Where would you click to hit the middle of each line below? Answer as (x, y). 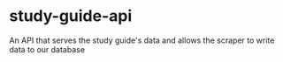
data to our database (47, 49)
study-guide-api (71, 16)
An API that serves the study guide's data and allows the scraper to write (142, 40)
